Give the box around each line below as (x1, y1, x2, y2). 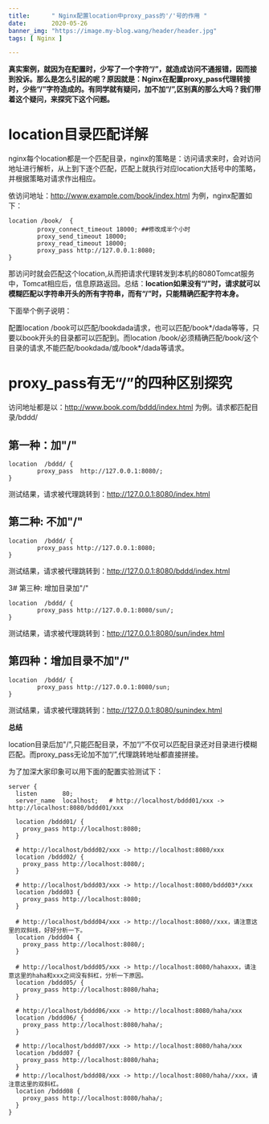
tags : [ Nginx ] (8, 34, 63, 43)
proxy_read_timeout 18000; (37, 240, 128, 248)
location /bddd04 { (15, 933, 81, 941)
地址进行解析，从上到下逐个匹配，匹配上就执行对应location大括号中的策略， (8, 164, 260, 174)
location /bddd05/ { (15, 978, 84, 987)
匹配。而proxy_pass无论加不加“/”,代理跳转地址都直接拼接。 (8, 749, 203, 759)
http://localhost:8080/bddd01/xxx (8, 803, 124, 812)
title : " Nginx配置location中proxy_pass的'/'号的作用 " (8, 11, 207, 20)
